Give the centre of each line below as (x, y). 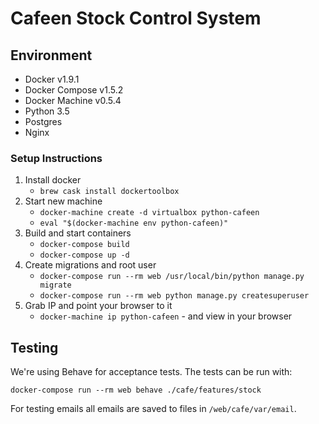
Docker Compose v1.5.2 (74, 90)
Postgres (43, 121)
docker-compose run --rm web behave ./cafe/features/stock (136, 390)
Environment (51, 55)
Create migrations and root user (90, 265)
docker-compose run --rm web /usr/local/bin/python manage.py (172, 277)
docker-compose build (84, 245)
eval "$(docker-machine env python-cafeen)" (134, 223)
